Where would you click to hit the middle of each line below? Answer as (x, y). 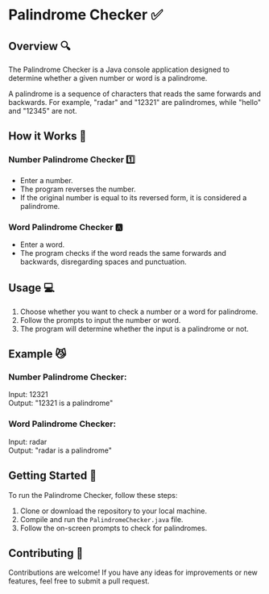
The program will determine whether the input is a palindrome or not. (134, 328)
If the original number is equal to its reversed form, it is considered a (133, 197)
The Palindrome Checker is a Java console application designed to (119, 69)
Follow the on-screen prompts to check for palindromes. (114, 528)
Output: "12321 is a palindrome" (61, 403)
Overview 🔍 (39, 46)
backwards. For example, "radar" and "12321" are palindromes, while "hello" (135, 102)
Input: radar (28, 441)
